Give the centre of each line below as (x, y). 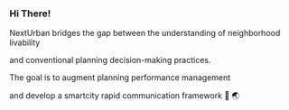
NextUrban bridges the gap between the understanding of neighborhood (145, 33)
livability (25, 42)
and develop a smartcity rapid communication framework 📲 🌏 (125, 96)
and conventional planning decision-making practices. (110, 60)
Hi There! (30, 14)
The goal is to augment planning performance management (120, 78)
